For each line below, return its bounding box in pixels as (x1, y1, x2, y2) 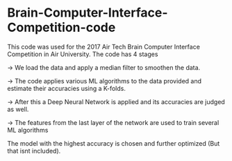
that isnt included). (7, 146, 61, 155)
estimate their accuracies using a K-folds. (7, 84, 126, 92)
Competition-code (7, 19, 116, 35)
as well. (7, 105, 29, 113)
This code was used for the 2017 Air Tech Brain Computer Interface (7, 42, 200, 51)
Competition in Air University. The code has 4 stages (7, 50, 158, 58)
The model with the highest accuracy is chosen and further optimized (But (7, 139, 220, 147)
